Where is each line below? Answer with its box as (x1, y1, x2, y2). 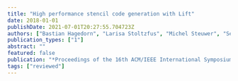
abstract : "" (7, 43, 46, 50)
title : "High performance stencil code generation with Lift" (7, 10, 195, 18)
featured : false (7, 50, 55, 57)
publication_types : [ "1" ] (7, 37, 84, 44)
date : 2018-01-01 (7, 17, 59, 24)
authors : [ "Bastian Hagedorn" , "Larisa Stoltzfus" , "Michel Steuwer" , (7, 30, 220, 37)
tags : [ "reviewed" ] (7, 63, 65, 70)
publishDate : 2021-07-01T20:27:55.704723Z (7, 23, 135, 30)
